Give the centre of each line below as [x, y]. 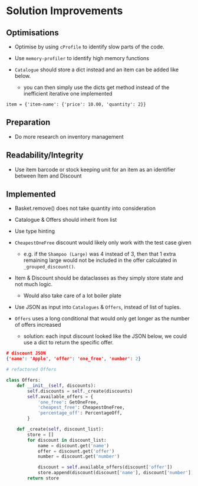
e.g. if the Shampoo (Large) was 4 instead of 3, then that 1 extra [100, 254]
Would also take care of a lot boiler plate [72, 295]
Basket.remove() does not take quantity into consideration [85, 208]
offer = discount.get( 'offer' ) [76, 451]
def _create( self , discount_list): [60, 429]
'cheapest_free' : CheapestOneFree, [81, 408]
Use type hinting [34, 231]
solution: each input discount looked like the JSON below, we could [105, 336]
